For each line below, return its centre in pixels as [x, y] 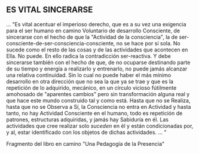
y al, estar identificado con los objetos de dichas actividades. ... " [86, 132]
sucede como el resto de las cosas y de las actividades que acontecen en [97, 50]
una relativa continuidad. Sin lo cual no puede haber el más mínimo [89, 75]
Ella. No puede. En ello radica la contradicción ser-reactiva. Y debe [89, 56]
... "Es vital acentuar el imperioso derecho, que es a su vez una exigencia [96, 24]
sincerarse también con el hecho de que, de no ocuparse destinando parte [98, 62]
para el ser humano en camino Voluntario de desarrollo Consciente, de [93, 30]
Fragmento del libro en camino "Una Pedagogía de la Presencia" [85, 143]
